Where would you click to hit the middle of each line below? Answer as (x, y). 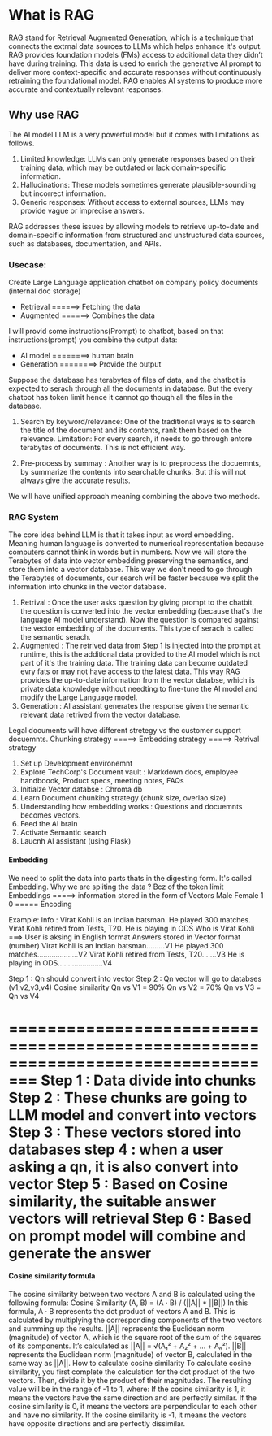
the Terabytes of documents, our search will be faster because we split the (134, 578)
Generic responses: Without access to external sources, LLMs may (132, 202)
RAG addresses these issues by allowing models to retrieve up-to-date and (134, 226)
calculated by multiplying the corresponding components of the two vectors (135, 1320)
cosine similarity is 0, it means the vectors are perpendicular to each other (133, 1406)
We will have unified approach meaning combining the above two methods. (134, 497)
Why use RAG (44, 115)
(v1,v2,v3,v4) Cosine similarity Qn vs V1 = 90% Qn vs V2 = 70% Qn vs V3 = (135, 987)
